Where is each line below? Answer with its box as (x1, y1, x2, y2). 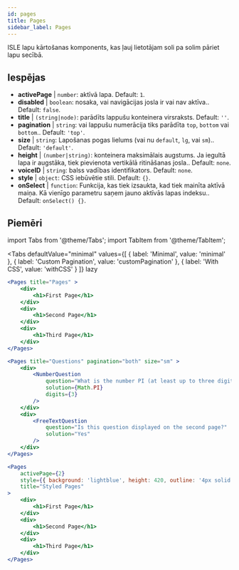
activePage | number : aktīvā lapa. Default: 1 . (17, 90, 145, 99)
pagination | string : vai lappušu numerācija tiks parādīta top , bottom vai (17, 120, 230, 129)
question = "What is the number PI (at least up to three (45, 378, 215, 385)
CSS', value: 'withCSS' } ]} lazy (7, 265, 98, 273)
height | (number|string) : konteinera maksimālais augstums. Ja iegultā (17, 151, 226, 160)
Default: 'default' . (17, 143, 73, 152)
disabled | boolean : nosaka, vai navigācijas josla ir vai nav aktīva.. (17, 98, 210, 107)
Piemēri (7, 217, 43, 229)
